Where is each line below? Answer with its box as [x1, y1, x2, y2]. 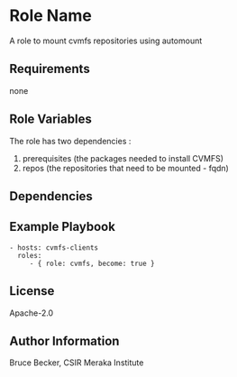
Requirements [9, 61, 90, 77]
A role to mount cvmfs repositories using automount [9, 35, 203, 46]
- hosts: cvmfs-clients [9, 243, 99, 253]
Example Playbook [9, 219, 115, 234]
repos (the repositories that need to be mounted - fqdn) [22, 162, 230, 173]
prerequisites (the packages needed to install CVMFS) [22, 152, 223, 163]
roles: [17, 251, 42, 260]
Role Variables [9, 112, 92, 127]
